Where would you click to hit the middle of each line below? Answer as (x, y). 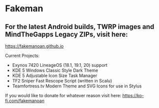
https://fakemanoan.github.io (34, 46)
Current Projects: (22, 55)
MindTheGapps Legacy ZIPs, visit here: (66, 34)
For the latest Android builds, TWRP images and (80, 27)
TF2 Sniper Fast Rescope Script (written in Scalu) (62, 81)
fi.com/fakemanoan (25, 101)
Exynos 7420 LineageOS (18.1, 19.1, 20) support (60, 65)
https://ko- (133, 95)
